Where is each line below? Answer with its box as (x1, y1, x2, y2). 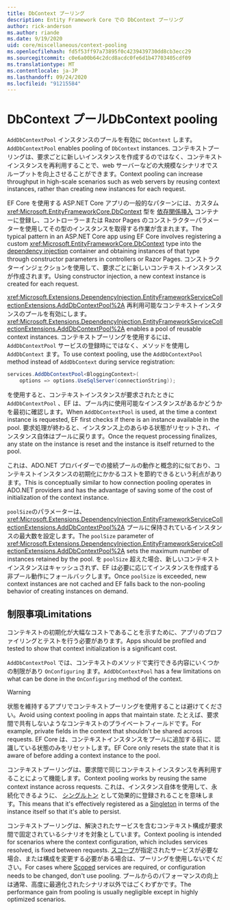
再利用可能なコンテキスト (126, 301, 199, 309)
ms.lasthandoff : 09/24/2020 (7, 73, 88, 81)
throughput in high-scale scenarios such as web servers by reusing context (7, 177, 220, 186)
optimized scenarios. (7, 895, 66, 903)
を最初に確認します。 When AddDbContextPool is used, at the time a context (7, 407, 217, 416)
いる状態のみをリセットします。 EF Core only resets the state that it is (25, 744, 220, 752)
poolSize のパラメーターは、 (7, 507, 86, 516)
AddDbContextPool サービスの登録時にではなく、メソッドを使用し (7, 342, 190, 350)
